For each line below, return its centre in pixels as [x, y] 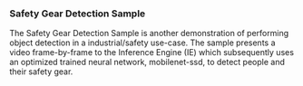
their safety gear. [41, 72]
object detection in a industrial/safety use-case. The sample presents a [142, 43]
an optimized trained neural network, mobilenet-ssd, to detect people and [147, 62]
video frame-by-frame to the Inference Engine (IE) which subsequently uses [152, 53]
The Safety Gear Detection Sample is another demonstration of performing [149, 33]
